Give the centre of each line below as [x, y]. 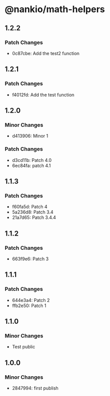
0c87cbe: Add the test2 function [46, 53]
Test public [24, 347]
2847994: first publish [35, 388]
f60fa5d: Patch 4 [30, 207]
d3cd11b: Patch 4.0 [32, 160]
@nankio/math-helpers [55, 9]
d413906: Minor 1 [30, 136]
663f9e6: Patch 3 [30, 258]
